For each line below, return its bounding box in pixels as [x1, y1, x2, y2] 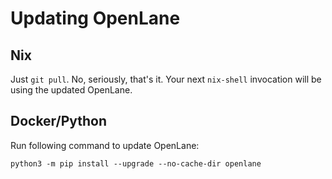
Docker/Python [10, 113, 108, 130]
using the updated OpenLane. [10, 84, 133, 96]
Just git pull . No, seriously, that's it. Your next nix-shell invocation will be [10, 73, 322, 85]
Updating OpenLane [10, 7, 181, 30]
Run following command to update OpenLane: [10, 139, 200, 151]
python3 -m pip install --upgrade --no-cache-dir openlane [10, 158, 262, 169]
